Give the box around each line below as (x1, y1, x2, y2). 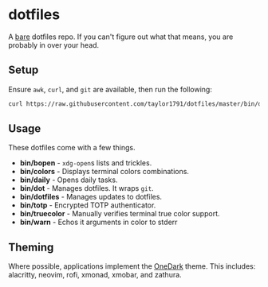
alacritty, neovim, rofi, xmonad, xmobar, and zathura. (8, 270, 182, 280)
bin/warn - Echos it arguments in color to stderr (19, 217, 178, 227)
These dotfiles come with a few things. (8, 143, 136, 153)
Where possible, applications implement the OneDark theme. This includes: (8, 262, 256, 271)
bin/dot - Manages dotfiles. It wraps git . (19, 184, 154, 193)
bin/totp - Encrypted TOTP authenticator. (19, 200, 156, 210)
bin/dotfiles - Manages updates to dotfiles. (19, 192, 162, 202)
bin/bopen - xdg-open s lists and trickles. (19, 158, 152, 168)
